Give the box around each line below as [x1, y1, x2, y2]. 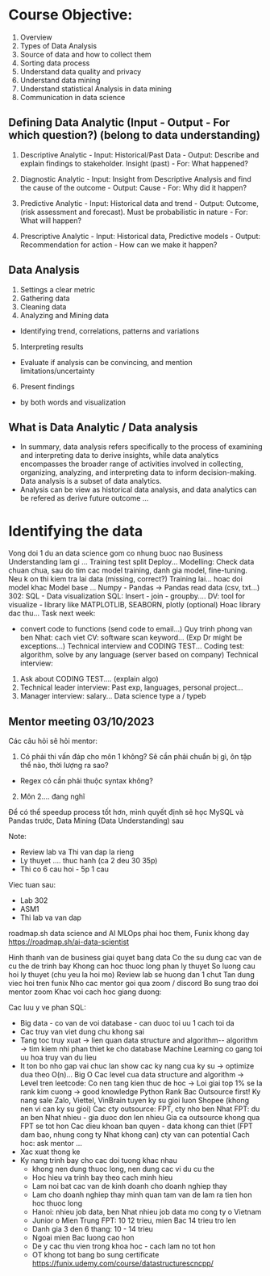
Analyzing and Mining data [19, 310, 109, 320]
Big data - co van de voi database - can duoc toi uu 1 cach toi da [19, 1018, 235, 1028]
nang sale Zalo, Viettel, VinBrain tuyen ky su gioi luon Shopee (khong [19, 1096, 250, 1106]
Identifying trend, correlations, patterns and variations [19, 325, 200, 336]
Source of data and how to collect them [19, 49, 152, 59]
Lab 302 [19, 896, 48, 905]
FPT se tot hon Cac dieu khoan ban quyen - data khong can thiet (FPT [19, 1121, 254, 1131]
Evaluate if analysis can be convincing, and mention [19, 357, 193, 367]
